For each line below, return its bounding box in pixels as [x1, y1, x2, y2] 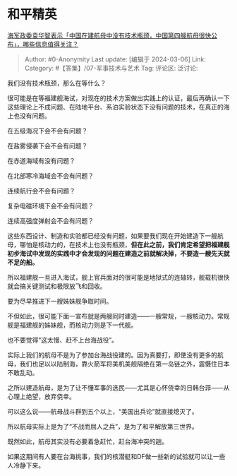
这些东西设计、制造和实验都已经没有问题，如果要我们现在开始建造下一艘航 [7, 231, 224, 240]
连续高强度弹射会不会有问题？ [7, 216, 94, 225]
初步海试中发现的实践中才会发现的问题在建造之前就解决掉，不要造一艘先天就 [7, 249, 230, 258]
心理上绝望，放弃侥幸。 [7, 392, 75, 400]
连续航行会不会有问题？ [7, 186, 75, 195]
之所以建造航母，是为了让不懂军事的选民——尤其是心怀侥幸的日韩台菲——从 [7, 383, 230, 392]
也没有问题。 [13, 111, 51, 120]
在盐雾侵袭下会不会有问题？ [7, 141, 88, 150]
